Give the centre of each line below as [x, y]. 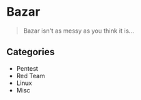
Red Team [30, 76]
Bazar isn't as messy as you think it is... [78, 31]
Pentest [27, 68]
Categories [31, 52]
